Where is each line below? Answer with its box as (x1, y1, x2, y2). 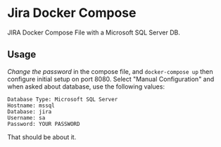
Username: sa (7, 114, 46, 121)
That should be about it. (7, 132, 77, 141)
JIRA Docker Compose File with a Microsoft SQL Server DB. (7, 28, 181, 37)
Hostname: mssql (7, 102, 55, 109)
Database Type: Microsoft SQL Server (7, 96, 118, 103)
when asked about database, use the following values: (7, 82, 165, 91)
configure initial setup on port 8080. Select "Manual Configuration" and (7, 75, 215, 83)
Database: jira (7, 108, 52, 115)
